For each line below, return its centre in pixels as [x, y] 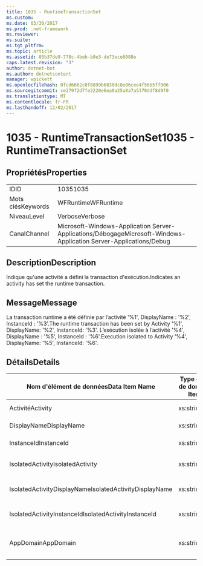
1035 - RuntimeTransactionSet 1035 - [101, 137]
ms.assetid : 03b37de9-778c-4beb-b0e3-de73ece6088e [71, 57]
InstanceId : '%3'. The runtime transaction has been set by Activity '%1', [95, 324]
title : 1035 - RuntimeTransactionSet [54, 12]
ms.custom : [20, 18]
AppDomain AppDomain [43, 542]
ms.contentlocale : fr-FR [37, 102]
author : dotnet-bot [31, 68]
